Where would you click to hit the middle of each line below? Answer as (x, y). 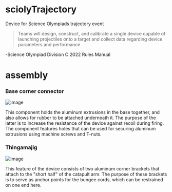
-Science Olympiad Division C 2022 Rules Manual (58, 54)
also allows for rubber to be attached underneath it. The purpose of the (81, 118)
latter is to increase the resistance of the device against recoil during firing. (85, 123)
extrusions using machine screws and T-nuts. (53, 134)
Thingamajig (21, 147)
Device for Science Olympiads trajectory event (55, 24)
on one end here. (23, 185)
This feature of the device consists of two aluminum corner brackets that (82, 168)
